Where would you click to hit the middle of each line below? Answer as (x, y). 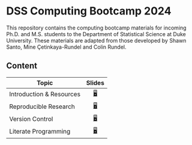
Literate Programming (40, 132)
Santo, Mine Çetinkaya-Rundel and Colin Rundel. (66, 47)
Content (22, 66)
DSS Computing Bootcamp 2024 (89, 11)
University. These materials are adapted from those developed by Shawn (96, 40)
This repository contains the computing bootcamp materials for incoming (97, 28)
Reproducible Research (42, 106)
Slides (95, 82)
